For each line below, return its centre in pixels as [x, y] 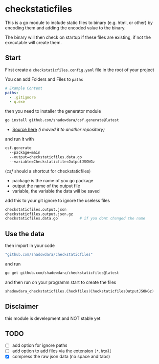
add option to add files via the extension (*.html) [62, 351]
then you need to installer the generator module [53, 111]
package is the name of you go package [53, 180]
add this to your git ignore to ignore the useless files [57, 200]
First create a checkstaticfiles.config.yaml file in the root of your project [79, 70]
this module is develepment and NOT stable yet [53, 318]
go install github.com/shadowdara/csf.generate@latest [62, 120]
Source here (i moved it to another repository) [58, 130]
